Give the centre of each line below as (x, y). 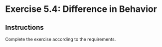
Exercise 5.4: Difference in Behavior (81, 9)
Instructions (24, 27)
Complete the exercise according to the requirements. (61, 39)
